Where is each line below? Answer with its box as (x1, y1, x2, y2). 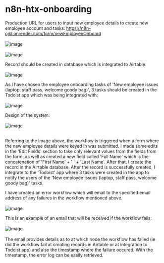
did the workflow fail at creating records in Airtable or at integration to (5, 241, 148, 247)
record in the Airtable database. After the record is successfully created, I (5, 164, 155, 170)
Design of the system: (5, 112, 50, 118)
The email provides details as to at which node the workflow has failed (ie (5, 236, 156, 242)
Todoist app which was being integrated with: (5, 92, 98, 98)
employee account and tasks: (5, 25, 65, 31)
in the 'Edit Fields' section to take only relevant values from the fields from (5, 148, 157, 154)
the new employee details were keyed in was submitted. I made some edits (5, 143, 158, 149)
